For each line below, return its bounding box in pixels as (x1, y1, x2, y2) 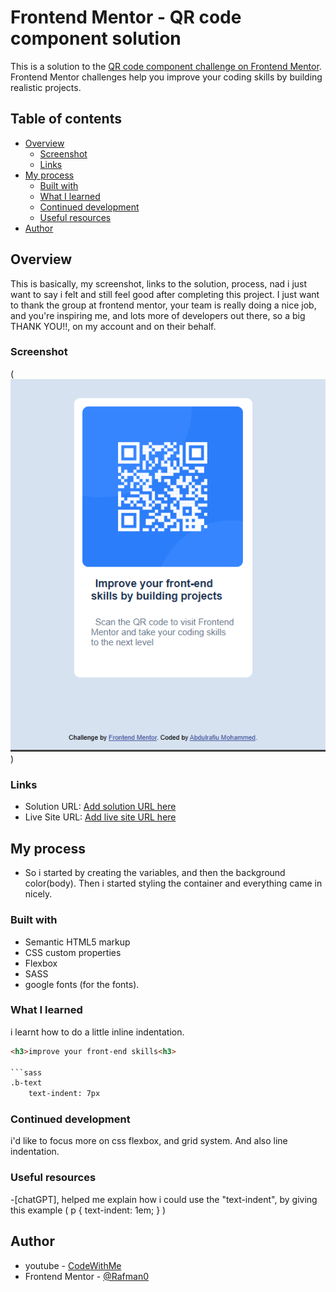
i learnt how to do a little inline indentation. (10, 1026, 185, 1038)
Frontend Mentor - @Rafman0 (24, 1270, 149, 1282)
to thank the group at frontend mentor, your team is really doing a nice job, (10, 299, 317, 311)
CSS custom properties (24, 946, 122, 958)
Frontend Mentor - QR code (10, 6, 242, 29)
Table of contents (10, 111, 122, 128)
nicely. (24, 888, 53, 900)
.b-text (10, 1078, 43, 1088)
